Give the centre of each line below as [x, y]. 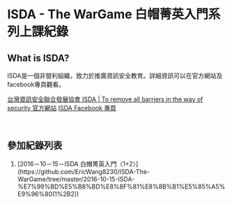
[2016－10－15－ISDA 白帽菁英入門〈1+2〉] [78, 163]
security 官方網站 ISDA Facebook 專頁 [62, 108]
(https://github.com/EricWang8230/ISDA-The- [83, 171]
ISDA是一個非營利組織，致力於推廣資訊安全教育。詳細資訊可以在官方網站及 [115, 75]
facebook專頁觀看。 [36, 84]
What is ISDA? [38, 58]
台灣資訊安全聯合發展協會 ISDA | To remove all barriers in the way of [105, 99]
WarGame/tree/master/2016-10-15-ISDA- [76, 179]
